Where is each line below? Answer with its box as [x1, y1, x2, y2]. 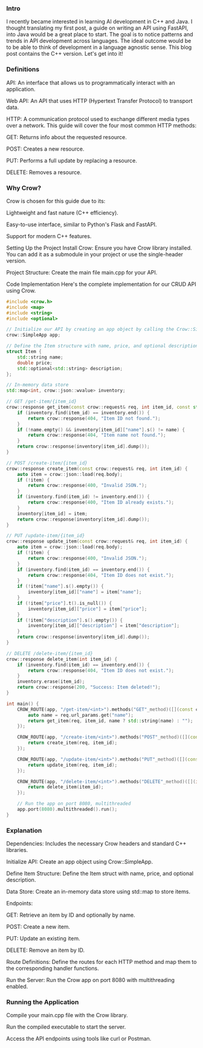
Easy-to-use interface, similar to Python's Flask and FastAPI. [6, 221, 157, 228]
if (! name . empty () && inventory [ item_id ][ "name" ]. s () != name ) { [17, 426, 185, 433]
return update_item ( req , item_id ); [28, 762, 118, 768]
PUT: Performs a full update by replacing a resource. [6, 157, 137, 164]
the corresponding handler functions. [6, 965, 99, 972]
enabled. [6, 983, 28, 990]
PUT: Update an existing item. [6, 935, 80, 942]
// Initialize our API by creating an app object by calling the [6, 327, 174, 333]
